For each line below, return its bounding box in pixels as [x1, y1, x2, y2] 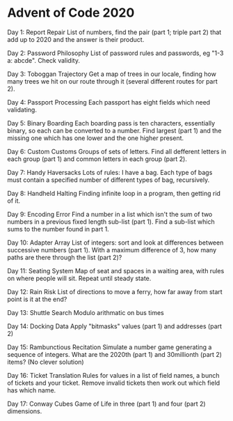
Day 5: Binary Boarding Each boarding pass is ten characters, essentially [7, 118, 216, 127]
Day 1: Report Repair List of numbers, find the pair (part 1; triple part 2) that [7, 28, 222, 36]
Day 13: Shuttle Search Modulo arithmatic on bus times [7, 308, 165, 316]
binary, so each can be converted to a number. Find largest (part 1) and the [7, 126, 222, 135]
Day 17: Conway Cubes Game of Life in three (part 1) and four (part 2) [7, 399, 207, 408]
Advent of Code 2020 [7, 5, 135, 21]
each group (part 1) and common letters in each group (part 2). [7, 155, 188, 163]
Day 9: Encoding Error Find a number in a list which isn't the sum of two [7, 210, 213, 218]
